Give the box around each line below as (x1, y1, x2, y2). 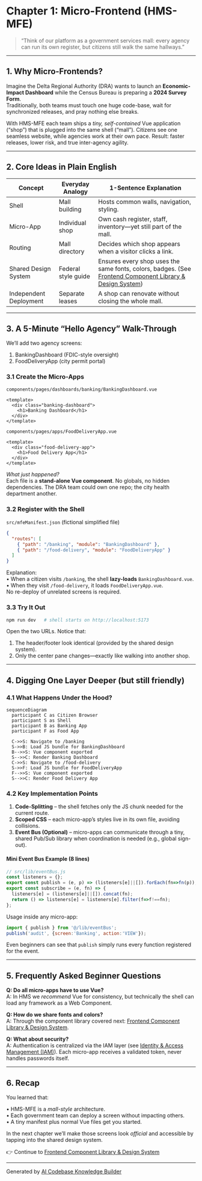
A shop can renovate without (98, 289, 179, 297)
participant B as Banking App (11, 723, 87, 729)
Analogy (63, 187, 88, 196)
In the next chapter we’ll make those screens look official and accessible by (6, 1130, 194, 1137)
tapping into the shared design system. (6, 1136, 103, 1144)
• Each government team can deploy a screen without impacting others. (6, 1112, 185, 1119)
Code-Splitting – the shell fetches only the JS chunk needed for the (14, 803, 183, 810)
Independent (9, 289, 46, 297)
